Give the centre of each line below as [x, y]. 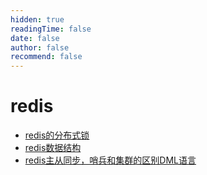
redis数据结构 [53, 148]
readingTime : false [51, 29]
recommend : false [46, 57]
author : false [40, 47]
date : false [35, 38]
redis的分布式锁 [57, 135]
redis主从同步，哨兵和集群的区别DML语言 [110, 160]
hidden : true [37, 19]
